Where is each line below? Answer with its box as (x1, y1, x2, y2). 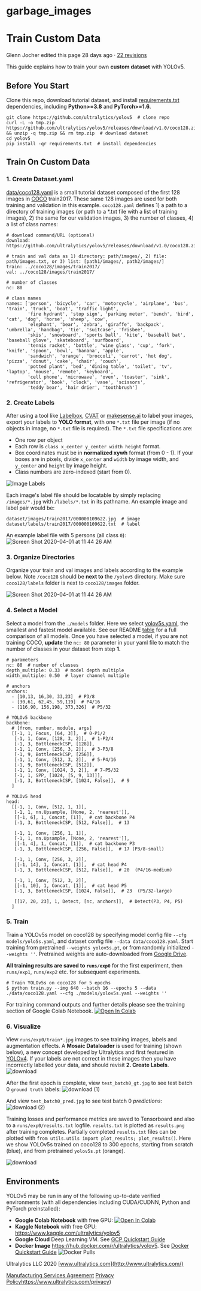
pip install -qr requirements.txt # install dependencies (6, 140, 157, 146)
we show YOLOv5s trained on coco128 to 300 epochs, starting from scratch (6, 1141, 193, 1148)
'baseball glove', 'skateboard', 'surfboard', (6, 337, 124, 343)
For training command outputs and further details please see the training (6, 1001, 185, 1008)
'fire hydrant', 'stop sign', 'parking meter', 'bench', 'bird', (28, 311, 194, 317)
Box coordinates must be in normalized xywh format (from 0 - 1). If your (14, 449, 193, 456)
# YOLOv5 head (6, 793, 42, 799)
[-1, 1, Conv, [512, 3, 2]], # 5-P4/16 (14, 756, 117, 763)
